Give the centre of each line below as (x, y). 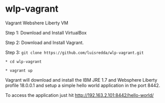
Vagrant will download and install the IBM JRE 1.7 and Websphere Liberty (81, 80)
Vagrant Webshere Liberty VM (37, 23)
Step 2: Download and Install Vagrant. (45, 42)
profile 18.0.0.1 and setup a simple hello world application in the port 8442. (83, 85)
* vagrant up (19, 71)
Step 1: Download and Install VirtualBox (46, 32)
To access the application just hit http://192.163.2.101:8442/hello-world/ (79, 95)
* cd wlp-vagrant (24, 61)
